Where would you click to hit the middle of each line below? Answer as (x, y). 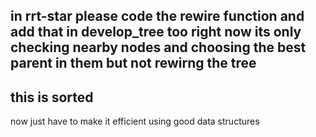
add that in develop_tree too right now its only (156, 32)
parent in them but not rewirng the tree (133, 63)
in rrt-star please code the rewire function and (157, 16)
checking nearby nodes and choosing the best (158, 47)
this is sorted (52, 97)
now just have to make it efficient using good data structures (135, 121)
